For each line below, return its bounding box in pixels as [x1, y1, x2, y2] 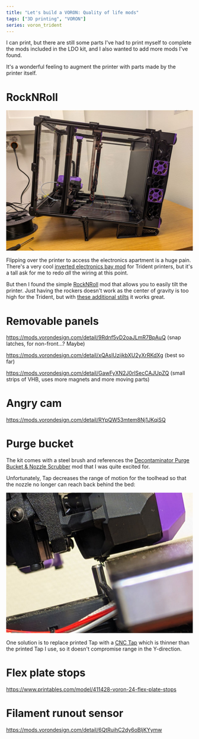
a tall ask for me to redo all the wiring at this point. [6, 269, 129, 276]
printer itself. [6, 70, 37, 77]
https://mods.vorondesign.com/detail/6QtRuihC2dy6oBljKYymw [6, 727, 162, 733]
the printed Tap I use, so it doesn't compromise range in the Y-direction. [6, 645, 182, 653]
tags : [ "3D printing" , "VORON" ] [6, 15, 86, 22]
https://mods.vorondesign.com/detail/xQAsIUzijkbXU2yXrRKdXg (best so [6, 352, 185, 359]
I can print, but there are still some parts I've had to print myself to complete [6, 39, 192, 46]
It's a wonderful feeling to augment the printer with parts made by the [6, 63, 176, 71]
